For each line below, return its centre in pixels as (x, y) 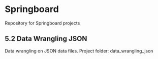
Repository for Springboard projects (42, 23)
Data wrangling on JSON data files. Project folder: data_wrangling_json (79, 50)
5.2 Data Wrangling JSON (46, 39)
